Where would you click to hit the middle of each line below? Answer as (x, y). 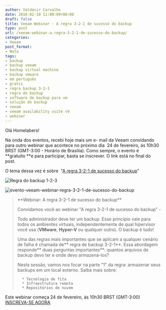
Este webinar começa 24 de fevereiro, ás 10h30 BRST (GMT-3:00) (73, 297)
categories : (17, 38)
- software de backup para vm (36, 98)
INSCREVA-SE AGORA (28, 302)
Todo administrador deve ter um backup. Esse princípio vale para (84, 219)
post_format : (19, 47)
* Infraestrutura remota (48, 283)
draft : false (19, 19)
